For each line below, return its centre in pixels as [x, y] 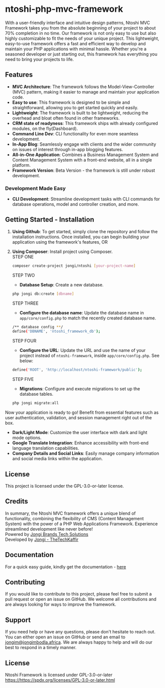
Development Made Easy [36, 188]
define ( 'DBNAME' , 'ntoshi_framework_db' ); [56, 331]
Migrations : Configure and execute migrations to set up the [80, 389]
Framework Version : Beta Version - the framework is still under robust [84, 170]
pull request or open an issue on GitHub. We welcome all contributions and [81, 599]
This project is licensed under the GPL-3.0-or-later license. [65, 486]
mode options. [27, 438]
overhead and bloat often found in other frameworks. [66, 118]
